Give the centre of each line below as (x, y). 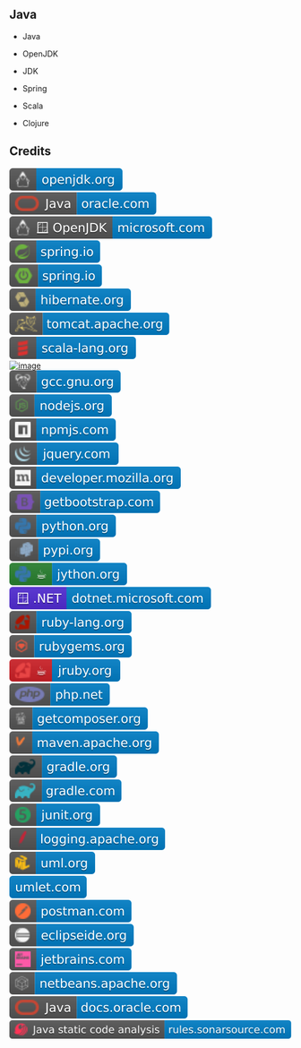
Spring (34, 88)
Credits (30, 151)
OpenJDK (40, 54)
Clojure (35, 123)
